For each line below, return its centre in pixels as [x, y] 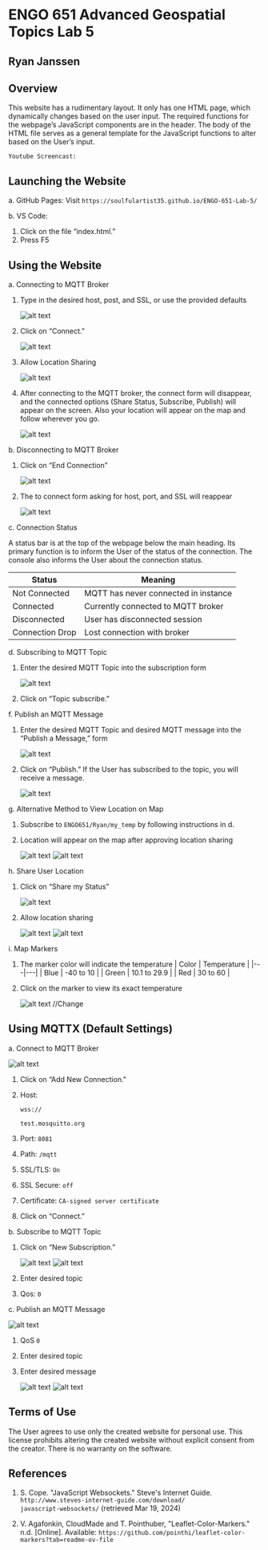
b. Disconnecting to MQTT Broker [64, 450]
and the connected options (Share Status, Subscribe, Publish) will [128, 402]
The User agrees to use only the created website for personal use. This [126, 1431]
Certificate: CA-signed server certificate [90, 1201]
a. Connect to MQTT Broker [54, 1048]
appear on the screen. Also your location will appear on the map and [133, 410]
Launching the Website [67, 181]
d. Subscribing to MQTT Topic [58, 652]
